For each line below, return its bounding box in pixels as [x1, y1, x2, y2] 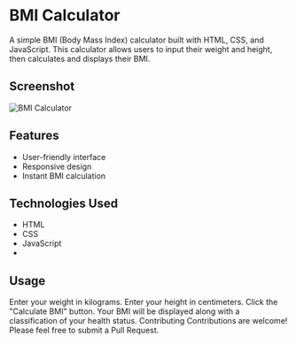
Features [9, 128, 59, 143]
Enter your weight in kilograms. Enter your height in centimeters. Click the [9, 297, 278, 308]
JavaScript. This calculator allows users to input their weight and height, [9, 43, 273, 54]
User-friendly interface [21, 151, 106, 162]
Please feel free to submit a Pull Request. [9, 325, 160, 336]
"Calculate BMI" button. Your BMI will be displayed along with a [9, 306, 240, 317]
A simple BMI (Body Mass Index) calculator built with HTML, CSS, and [9, 34, 264, 45]
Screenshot [9, 79, 75, 94]
